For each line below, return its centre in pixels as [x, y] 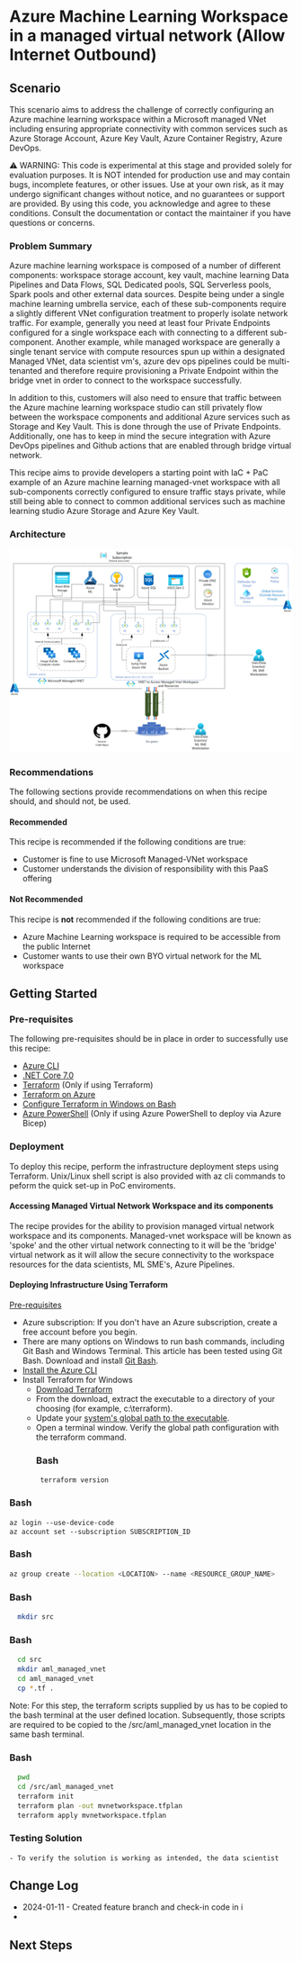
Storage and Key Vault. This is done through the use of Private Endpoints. [145, 427]
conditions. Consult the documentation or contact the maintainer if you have [150, 213]
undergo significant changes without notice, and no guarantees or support [147, 194]
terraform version [75, 1480]
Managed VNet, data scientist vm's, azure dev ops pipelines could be [138, 361]
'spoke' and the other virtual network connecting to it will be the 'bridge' [143, 1245]
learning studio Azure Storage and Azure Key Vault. [104, 511]
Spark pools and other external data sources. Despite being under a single [147, 294]
